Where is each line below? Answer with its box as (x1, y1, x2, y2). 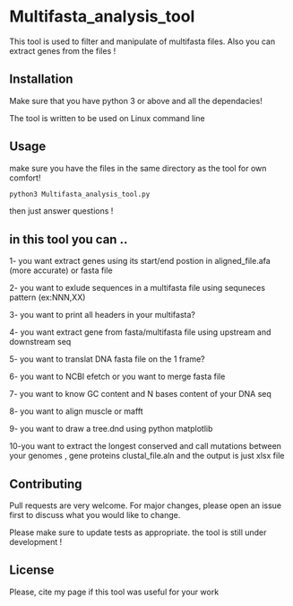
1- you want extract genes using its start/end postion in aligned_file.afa (9, 256, 271, 267)
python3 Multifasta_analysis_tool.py (9, 189, 151, 198)
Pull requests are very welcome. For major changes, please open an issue (9, 500, 282, 511)
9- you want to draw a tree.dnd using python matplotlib (9, 424, 213, 435)
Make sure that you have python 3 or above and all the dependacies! (9, 95, 263, 106)
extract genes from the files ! (9, 45, 116, 56)
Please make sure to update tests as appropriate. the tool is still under (9, 527, 267, 538)
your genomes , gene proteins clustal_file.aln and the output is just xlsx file (9, 451, 285, 461)
